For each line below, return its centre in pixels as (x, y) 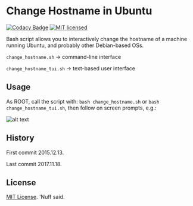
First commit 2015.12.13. (35, 152)
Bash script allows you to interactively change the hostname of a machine (97, 39)
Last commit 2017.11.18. (34, 164)
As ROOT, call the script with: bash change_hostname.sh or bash (83, 101)
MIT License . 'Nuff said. (35, 197)
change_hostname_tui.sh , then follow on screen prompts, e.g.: (81, 108)
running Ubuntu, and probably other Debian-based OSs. (75, 45)
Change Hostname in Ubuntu (79, 11)
